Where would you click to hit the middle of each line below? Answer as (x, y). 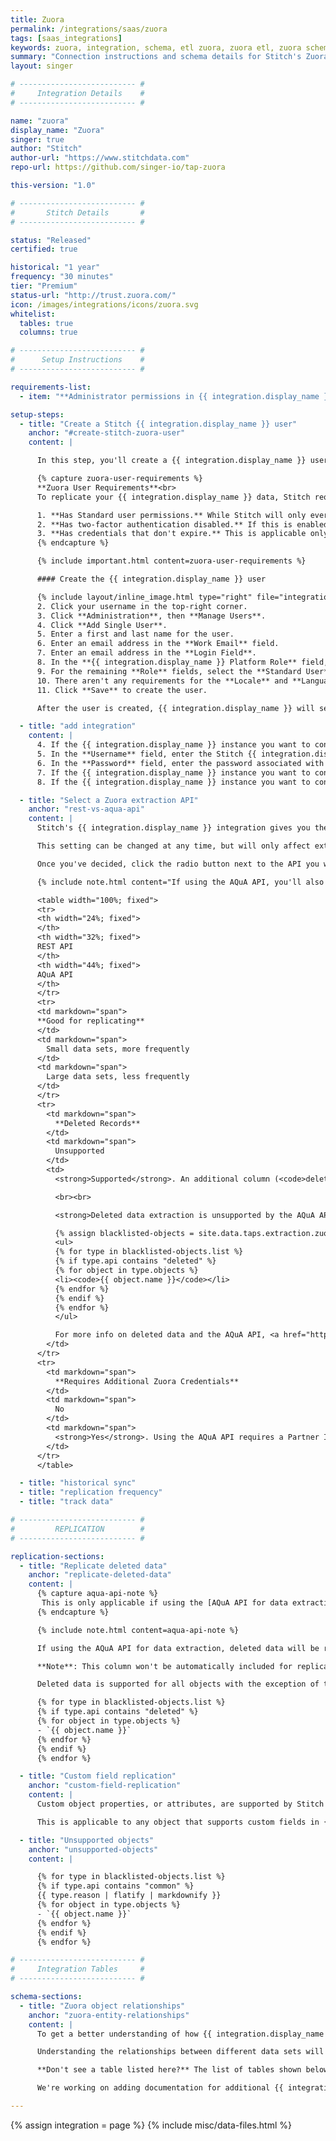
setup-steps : (37, 414)
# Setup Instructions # (77, 360)
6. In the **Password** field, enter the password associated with (180, 763)
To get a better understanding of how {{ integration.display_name (180, 2034)
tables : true (46, 323)
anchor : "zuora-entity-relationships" (109, 2015)
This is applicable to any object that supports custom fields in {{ (184, 1822)
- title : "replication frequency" (91, 1492)
